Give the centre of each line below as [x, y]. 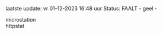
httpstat [15, 26]
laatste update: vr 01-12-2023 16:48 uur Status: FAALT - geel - [81, 8]
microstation [21, 20]
